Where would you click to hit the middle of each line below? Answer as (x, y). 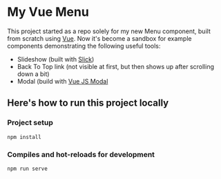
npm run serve (28, 169)
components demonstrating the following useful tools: (84, 46)
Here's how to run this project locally (88, 103)
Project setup (30, 123)
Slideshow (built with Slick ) (56, 59)
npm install (24, 137)
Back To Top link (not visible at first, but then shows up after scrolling (115, 66)
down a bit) (33, 74)
